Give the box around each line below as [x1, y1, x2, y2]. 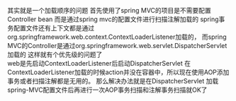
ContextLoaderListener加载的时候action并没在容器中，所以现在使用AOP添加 [7, 68, 230, 76]
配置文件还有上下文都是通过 [13, 24, 94, 32]
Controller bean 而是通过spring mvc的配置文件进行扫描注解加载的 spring [7, 15, 219, 23]
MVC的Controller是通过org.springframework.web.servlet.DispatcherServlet [7, 42, 227, 49]
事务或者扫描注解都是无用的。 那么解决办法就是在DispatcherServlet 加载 [7, 77, 219, 85]
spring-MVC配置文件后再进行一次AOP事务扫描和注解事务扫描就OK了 [7, 85, 208, 94]
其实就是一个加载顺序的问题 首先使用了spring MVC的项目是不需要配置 [7, 6, 211, 14]
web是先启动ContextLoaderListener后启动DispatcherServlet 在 [7, 59, 191, 67]
